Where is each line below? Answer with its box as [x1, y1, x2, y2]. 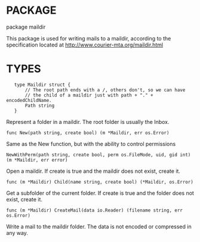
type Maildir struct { [14, 82, 70, 88]
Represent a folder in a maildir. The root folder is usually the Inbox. [6, 118, 170, 125]
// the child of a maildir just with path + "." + [24, 92, 153, 98]
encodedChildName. [6, 97, 52, 103]
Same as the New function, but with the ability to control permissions [6, 140, 176, 147]
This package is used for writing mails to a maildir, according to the [6, 35, 171, 42]
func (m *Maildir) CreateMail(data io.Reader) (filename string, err [6, 207, 183, 213]
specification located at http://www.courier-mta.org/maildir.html [6, 41, 163, 48]
